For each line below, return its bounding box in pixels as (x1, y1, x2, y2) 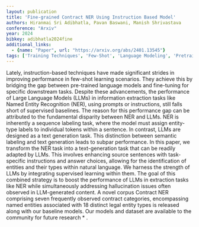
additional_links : (6, 42, 52, 48)
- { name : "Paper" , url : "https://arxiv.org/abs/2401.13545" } (11, 47, 166, 53)
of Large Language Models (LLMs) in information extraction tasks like (6, 94, 176, 101)
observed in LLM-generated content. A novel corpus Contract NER (6, 188, 169, 196)
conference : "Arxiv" (6, 25, 57, 31)
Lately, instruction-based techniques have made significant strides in (6, 69, 175, 76)
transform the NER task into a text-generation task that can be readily (6, 145, 176, 152)
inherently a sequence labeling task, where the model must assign (6, 119, 168, 126)
